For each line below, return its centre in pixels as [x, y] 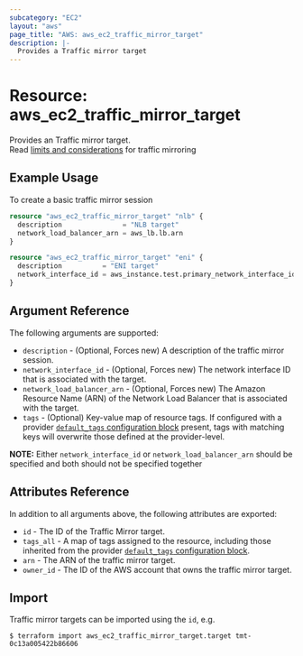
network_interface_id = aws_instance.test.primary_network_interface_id [157, 275]
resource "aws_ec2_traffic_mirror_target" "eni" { [106, 258]
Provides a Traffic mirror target [82, 51]
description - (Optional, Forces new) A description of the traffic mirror [153, 350]
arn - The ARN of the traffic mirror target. [99, 559]
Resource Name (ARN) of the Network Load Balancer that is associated [155, 398]
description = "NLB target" [98, 225]
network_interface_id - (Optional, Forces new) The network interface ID [156, 369]
